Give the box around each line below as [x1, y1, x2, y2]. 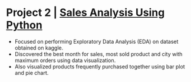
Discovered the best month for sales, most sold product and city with [14, 50, 183, 57]
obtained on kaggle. [14, 44, 64, 51]
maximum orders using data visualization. [14, 57, 116, 64]
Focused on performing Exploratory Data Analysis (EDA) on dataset [14, 38, 179, 45]
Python [6, 18, 42, 32]
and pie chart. [14, 69, 49, 76]
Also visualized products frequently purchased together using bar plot [14, 63, 185, 70]
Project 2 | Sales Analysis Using [6, 6, 165, 19]
